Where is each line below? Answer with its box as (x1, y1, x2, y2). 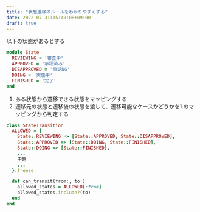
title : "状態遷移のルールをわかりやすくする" (6, 8, 108, 15)
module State (6, 50, 40, 56)
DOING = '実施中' (12, 72, 53, 78)
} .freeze (12, 167, 34, 173)
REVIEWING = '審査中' (12, 55, 64, 61)
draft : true (6, 20, 36, 26)
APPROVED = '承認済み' (12, 61, 66, 67)
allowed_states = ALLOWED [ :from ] (17, 184, 102, 190)
